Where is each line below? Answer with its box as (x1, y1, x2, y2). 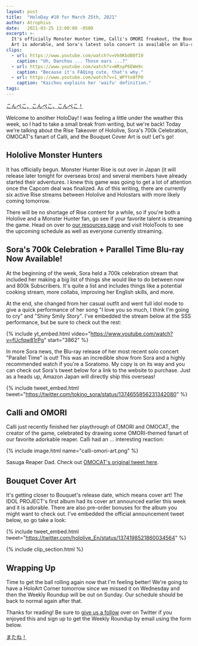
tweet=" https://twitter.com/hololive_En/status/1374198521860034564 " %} (6, 534, 187, 541)
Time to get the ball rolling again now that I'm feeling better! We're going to (6, 578, 188, 585)
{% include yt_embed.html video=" (6, 330, 91, 337)
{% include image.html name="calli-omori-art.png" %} (6, 447, 139, 455)
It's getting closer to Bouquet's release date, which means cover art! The (6, 491, 183, 499)
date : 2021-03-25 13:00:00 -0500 (6, 25, 94, 31)
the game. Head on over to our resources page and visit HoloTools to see (6, 221, 184, 228)
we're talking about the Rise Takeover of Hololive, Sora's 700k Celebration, (6, 126, 189, 133)
